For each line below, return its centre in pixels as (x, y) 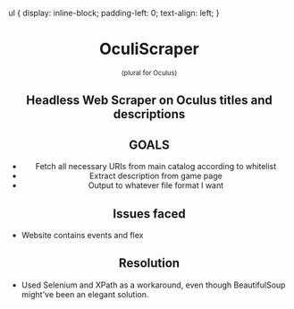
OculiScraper (149, 49)
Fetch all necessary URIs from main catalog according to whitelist (156, 167)
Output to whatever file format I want (156, 185)
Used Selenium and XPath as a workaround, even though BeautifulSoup (153, 285)
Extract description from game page (156, 176)
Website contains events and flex (82, 235)
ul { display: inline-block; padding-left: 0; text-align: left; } (114, 13)
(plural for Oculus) (149, 73)
